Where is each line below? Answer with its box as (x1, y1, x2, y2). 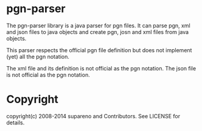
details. (6, 119, 25, 126)
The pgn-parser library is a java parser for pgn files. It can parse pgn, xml (6, 22, 190, 29)
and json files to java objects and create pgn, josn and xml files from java (6, 28, 189, 35)
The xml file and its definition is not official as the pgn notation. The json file (6, 64, 197, 72)
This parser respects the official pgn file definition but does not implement (6, 46, 192, 53)
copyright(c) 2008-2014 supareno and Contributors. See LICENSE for (6, 112, 181, 119)
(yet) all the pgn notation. (6, 53, 70, 60)
